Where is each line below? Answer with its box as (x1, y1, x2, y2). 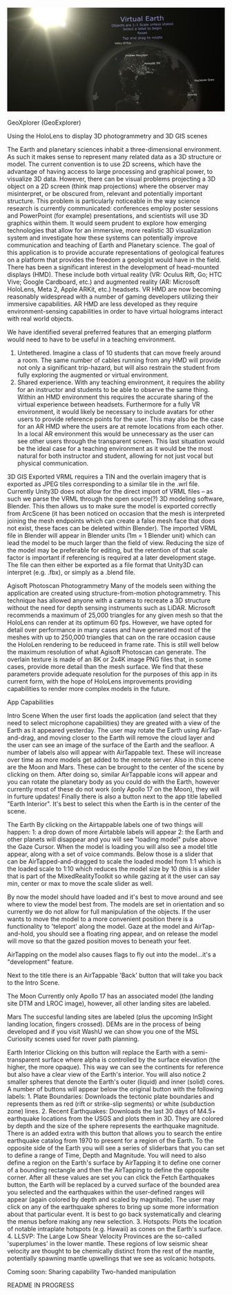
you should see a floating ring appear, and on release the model (36, 929, 218, 938)
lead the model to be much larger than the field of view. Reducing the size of (7, 538, 224, 547)
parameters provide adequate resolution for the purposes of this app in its (7, 670, 217, 678)
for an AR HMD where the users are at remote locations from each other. (17, 422, 224, 430)
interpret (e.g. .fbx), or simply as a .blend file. (7, 568, 136, 576)
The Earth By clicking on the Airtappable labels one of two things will (7, 820, 203, 828)
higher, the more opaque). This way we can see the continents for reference (7, 1062, 224, 1071)
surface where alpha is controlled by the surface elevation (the (41, 1055, 220, 1064)
